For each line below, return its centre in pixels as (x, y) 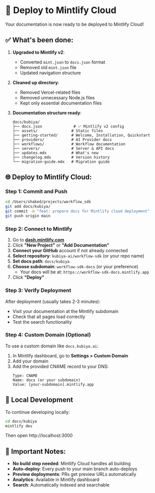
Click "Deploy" (28, 277)
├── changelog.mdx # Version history (61, 157)
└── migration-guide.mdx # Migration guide (61, 162)
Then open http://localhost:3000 (39, 436)
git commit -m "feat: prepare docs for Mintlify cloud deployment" (77, 211)
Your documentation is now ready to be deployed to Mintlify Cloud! (75, 24)
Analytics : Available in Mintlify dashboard (56, 480)
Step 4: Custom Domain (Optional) (48, 335)
